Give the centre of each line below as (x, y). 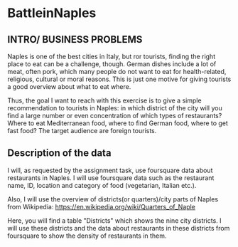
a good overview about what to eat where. (69, 86)
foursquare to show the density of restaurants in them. (87, 236)
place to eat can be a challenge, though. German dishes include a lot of (112, 64)
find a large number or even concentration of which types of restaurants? (115, 116)
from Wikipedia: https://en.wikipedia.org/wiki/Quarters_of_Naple (101, 206)
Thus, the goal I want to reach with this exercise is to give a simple (104, 100)
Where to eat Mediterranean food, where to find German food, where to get (118, 123)
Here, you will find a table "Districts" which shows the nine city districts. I (114, 220)
